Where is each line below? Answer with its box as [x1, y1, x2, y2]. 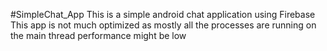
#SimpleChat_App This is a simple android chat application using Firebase [10, 9, 316, 20]
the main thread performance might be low [10, 30, 187, 41]
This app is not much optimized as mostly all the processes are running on [10, 19, 317, 31]
